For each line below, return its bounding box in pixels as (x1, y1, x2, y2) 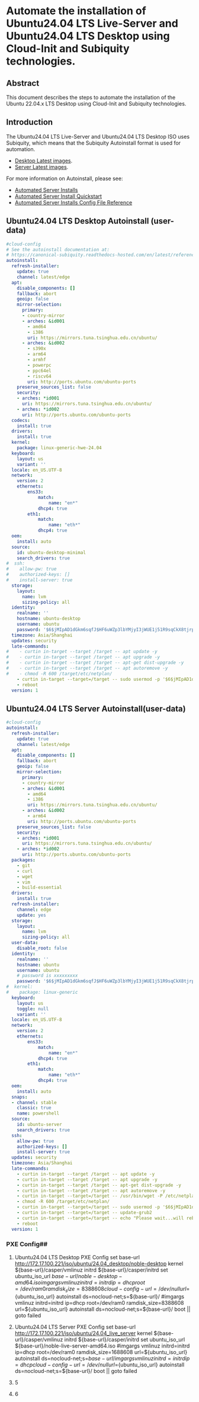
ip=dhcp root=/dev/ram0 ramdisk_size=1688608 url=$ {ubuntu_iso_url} (14, 1348, 188, 1355)
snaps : (11, 1094, 28, 1100)
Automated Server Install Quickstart (14, 193, 102, 200)
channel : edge (17, 907, 52, 913)
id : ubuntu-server (17, 1122, 62, 1128)
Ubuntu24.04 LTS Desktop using (6, 30, 170, 43)
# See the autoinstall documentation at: (6, 247, 110, 252)
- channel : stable (11, 1099, 57, 1106)
